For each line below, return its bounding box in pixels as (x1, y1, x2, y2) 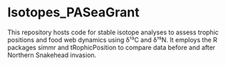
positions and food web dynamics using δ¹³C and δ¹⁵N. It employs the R (7, 35, 217, 44)
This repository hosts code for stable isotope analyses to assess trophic (7, 28, 219, 36)
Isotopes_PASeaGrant (7, 4, 140, 21)
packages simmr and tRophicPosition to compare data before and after (7, 43, 216, 51)
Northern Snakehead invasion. (7, 51, 97, 59)
